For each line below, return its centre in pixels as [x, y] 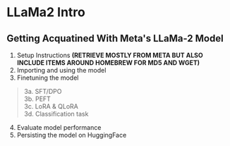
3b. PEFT [37, 99]
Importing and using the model [61, 70]
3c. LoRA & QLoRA [51, 106]
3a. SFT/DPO [43, 91]
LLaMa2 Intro [46, 12]
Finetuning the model [48, 78]
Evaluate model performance [59, 127]
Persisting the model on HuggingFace [72, 135]
